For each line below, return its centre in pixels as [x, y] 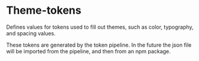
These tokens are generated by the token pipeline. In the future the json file [99, 45]
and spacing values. [31, 33]
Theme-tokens [44, 10]
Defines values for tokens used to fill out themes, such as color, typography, [100, 27]
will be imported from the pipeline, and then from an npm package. [88, 51]
